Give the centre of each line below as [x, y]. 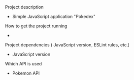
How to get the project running [36, 26]
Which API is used [24, 64]
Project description [24, 7]
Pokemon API [26, 73]
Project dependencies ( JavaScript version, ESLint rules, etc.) [67, 45]
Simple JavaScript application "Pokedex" [54, 16]
